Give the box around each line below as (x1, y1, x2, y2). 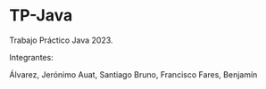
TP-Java (9, 5, 73, 26)
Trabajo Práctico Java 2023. (9, 35, 113, 45)
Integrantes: (9, 52, 54, 62)
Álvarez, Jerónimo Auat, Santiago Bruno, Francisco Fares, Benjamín (9, 69, 258, 80)
